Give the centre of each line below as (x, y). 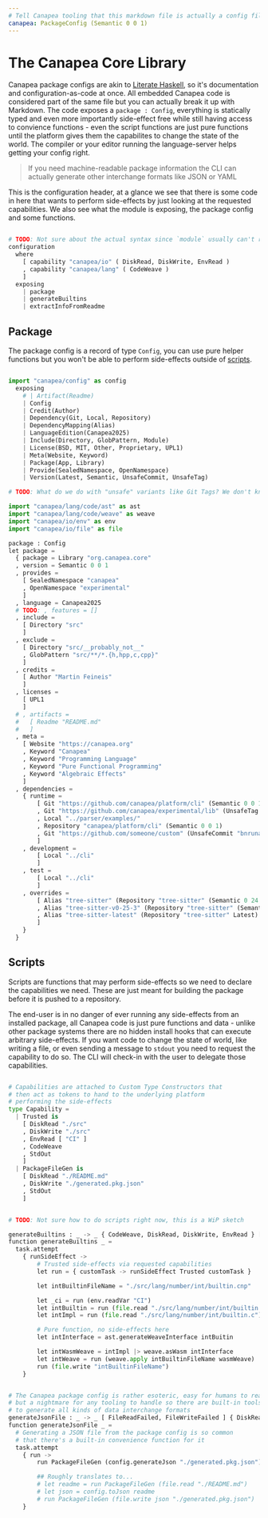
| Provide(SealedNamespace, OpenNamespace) (96, 470)
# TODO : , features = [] (57, 610)
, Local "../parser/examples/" (89, 819)
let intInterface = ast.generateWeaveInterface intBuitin (135, 1337)
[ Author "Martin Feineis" (67, 677)
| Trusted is (37, 1117)
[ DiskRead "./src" (55, 1124)
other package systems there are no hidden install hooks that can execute (130, 1031)
